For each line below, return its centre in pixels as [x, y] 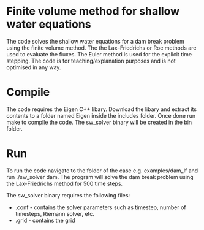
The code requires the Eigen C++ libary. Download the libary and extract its [102, 109]
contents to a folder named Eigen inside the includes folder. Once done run [101, 115]
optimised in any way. [34, 67]
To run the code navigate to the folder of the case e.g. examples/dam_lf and [102, 171]
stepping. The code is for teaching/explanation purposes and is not [91, 61]
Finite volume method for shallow [93, 11]
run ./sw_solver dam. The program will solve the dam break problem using [100, 177]
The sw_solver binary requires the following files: [68, 195]
